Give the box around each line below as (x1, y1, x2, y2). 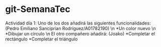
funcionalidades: (116, 20, 151, 26)
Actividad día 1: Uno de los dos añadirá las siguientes (5, 20, 116, 26)
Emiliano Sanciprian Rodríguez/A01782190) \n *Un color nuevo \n (20, 25, 156, 31)
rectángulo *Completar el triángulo (5, 36, 78, 42)
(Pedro (5, 25, 20, 31)
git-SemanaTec (5, 3, 70, 15)
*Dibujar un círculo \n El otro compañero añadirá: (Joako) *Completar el (5, 30, 155, 36)
